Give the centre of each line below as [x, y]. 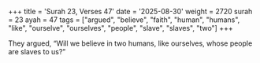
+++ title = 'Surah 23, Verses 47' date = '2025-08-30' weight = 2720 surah [130, 11]
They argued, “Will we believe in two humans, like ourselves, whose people [130, 43]
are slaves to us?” [37, 52]
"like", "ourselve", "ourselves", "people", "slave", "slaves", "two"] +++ [121, 28]
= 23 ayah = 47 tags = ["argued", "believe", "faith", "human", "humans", [124, 20]
